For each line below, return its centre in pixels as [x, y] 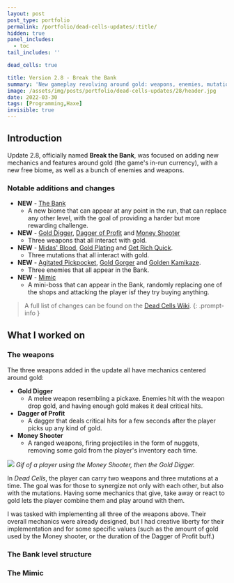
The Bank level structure [49, 554]
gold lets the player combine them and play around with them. [96, 500]
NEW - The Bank [41, 204]
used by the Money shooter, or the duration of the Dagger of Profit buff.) [111, 536]
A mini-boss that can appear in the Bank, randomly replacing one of [125, 285]
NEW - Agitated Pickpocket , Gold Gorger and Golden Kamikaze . [109, 263]
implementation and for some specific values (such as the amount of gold [113, 529]
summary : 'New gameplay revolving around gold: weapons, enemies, [106, 84]
